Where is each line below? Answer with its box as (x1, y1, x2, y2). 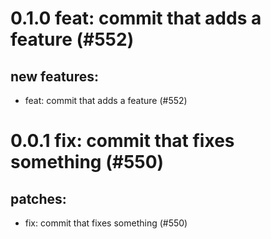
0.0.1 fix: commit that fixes (10, 130, 235, 152)
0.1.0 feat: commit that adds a (10, 7, 262, 30)
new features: (10, 68, 100, 85)
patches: (10, 190, 67, 207)
